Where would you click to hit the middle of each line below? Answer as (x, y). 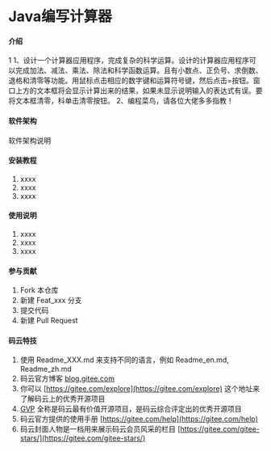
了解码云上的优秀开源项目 (63, 399)
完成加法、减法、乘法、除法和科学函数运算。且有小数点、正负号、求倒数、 (139, 70)
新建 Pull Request (49, 321)
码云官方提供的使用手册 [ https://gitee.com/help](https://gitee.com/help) (139, 419)
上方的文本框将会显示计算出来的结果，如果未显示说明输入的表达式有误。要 (139, 91)
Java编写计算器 (60, 17)
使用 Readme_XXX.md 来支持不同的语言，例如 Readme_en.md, (125, 360)
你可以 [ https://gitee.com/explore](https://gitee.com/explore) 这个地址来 (140, 389)
